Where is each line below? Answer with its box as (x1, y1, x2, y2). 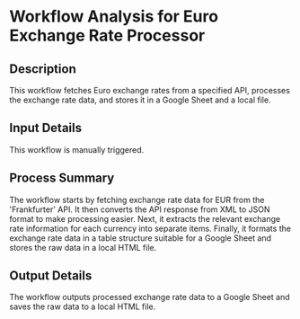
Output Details (9, 268, 93, 284)
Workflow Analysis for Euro (9, 6, 218, 27)
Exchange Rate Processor (9, 25, 206, 46)
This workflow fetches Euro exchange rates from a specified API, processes (9, 85, 290, 95)
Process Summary (9, 171, 115, 186)
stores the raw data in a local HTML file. (9, 242, 157, 253)
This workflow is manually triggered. (9, 144, 145, 155)
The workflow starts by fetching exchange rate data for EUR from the (9, 194, 265, 205)
